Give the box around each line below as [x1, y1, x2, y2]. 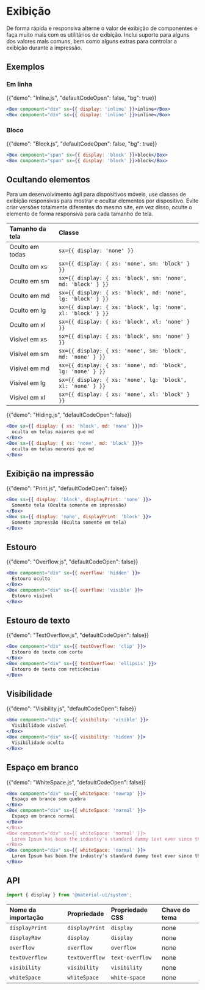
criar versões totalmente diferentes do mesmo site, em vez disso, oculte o [6, 204, 193, 211]
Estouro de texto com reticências [12, 666, 99, 672]
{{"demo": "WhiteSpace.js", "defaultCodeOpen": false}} [6, 778, 146, 786]
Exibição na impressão [6, 468, 95, 478]
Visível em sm [9, 350, 49, 359]
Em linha [6, 80, 32, 89]
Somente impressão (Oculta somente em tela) [12, 519, 127, 526]
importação [9, 913, 44, 921]
